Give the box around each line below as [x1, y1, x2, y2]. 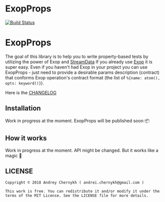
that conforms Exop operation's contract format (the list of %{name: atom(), [5, 74, 160, 80]
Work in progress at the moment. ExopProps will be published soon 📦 [5, 118, 150, 124]
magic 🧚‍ [5, 153, 22, 159]
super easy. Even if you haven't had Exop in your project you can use [5, 64, 147, 70]
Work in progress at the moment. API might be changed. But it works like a [5, 147, 158, 153]
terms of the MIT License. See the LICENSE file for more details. [5, 193, 149, 199]
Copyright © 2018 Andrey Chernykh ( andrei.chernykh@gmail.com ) [5, 180, 144, 185]
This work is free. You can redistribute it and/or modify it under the [5, 189, 160, 194]
